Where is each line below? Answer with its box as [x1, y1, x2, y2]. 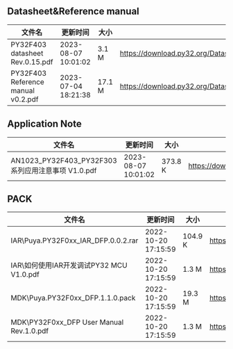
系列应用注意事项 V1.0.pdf [10, 165, 97, 175]
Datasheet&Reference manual [7, 6, 140, 17]
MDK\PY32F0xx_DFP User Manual [10, 318, 124, 327]
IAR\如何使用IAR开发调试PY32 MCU [10, 261, 128, 270]
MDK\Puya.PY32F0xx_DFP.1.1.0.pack [10, 293, 136, 303]
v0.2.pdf [10, 94, 39, 104]
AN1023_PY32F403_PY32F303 [10, 156, 118, 165]
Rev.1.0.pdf [10, 326, 49, 336]
